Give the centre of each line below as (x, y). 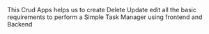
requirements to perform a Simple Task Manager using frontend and (105, 17)
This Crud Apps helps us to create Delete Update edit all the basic (102, 10)
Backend (20, 24)
